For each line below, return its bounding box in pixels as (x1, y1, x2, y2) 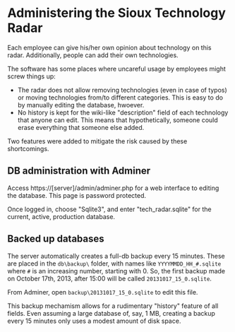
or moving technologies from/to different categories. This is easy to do (17, 93, 224, 102)
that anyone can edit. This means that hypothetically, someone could (17, 115, 219, 124)
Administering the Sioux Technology (7, 5, 226, 21)
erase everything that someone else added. (17, 123, 145, 131)
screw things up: (7, 72, 56, 81)
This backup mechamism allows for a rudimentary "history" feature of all (7, 302, 219, 310)
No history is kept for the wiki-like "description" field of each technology (17, 108, 229, 117)
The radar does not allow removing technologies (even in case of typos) (17, 85, 227, 94)
